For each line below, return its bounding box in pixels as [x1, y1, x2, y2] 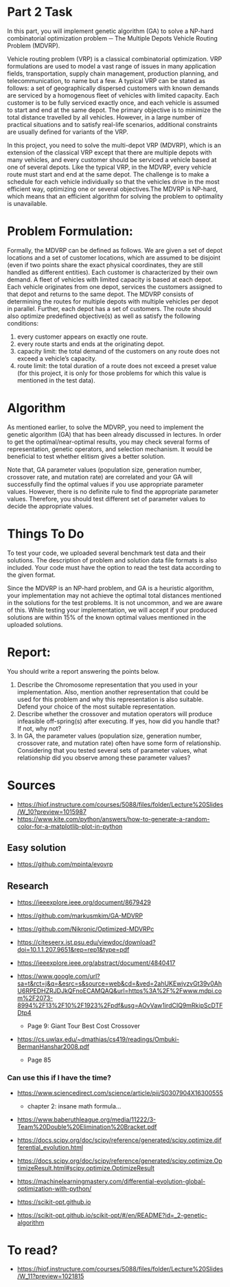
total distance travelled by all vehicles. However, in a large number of [7, 113, 203, 121]
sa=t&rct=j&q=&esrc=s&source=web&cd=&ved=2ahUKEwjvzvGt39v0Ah [16, 979, 222, 988]
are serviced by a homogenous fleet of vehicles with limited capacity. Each [7, 91, 220, 100]
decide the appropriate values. [7, 502, 94, 510]
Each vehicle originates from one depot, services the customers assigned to [7, 282, 223, 291]
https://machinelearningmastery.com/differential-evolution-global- [16, 1177, 206, 1185]
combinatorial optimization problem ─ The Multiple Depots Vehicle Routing [7, 34, 218, 42]
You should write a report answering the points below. [7, 667, 160, 675]
